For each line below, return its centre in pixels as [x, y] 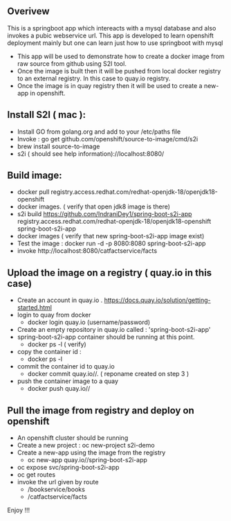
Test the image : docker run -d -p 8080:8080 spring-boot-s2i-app [111, 244]
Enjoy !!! [19, 510]
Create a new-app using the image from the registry [91, 452]
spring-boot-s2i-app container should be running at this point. [106, 337]
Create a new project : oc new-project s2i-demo [86, 445]
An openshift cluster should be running [73, 438]
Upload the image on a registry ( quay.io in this [110, 273]
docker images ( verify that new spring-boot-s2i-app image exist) [111, 236]
